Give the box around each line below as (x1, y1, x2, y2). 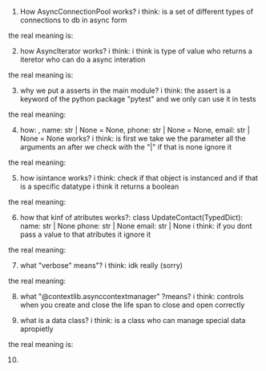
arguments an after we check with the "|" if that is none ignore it (19, 142, 232, 151)
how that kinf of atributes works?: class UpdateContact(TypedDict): (19, 213, 243, 222)
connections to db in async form (19, 15, 127, 25)
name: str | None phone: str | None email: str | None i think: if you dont (19, 221, 252, 230)
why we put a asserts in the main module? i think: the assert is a (19, 86, 231, 95)
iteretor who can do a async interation (19, 55, 146, 64)
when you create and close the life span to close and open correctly (19, 300, 245, 309)
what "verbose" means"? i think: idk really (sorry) (19, 261, 183, 270)
